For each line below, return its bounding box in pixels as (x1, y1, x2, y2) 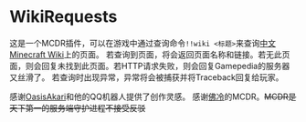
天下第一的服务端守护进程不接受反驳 (9, 102, 146, 113)
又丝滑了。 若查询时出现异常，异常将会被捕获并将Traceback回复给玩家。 (9, 71, 284, 83)
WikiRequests (9, 6, 118, 27)
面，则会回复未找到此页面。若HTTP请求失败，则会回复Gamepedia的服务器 (9, 60, 290, 71)
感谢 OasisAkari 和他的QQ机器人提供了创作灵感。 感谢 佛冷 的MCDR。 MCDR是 (9, 91, 297, 102)
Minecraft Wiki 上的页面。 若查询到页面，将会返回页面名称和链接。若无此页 (9, 48, 290, 60)
